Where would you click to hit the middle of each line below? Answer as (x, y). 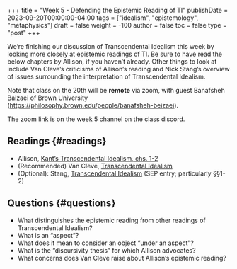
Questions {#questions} (62, 204)
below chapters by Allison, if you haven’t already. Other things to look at (112, 62)
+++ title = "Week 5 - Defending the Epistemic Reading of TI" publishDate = (118, 10)
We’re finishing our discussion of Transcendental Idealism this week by (111, 46)
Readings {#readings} (57, 141)
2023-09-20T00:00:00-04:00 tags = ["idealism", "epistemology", (103, 18)
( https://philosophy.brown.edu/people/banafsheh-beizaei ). (93, 105)
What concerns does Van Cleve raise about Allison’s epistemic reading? (122, 258)
